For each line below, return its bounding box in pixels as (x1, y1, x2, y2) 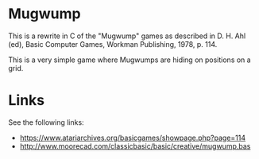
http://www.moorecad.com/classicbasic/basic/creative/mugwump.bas (19, 141, 251, 151)
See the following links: (8, 117, 85, 127)
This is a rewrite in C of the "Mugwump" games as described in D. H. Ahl (8, 31, 246, 41)
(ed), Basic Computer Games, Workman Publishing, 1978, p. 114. (8, 39, 218, 48)
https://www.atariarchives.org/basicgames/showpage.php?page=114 (19, 133, 246, 142)
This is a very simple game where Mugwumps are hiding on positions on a (8, 55, 252, 64)
